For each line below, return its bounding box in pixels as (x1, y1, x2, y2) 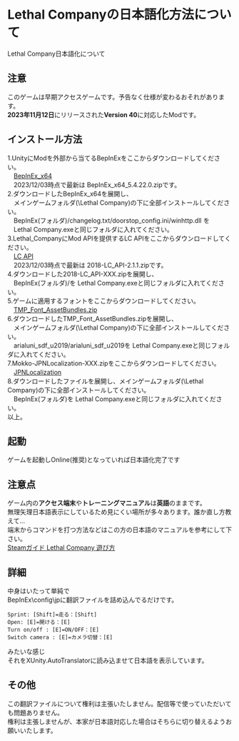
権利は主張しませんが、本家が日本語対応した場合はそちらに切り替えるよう (7, 717, 226, 725)
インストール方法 (7, 133, 83, 146)
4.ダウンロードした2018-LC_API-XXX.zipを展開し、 (7, 269, 158, 278)
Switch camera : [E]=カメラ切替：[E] (7, 634, 113, 641)
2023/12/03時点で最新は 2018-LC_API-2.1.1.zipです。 (13, 261, 168, 269)
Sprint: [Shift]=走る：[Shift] (7, 611, 98, 618)
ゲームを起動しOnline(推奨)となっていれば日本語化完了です (7, 455, 180, 464)
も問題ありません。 (7, 708, 64, 717)
